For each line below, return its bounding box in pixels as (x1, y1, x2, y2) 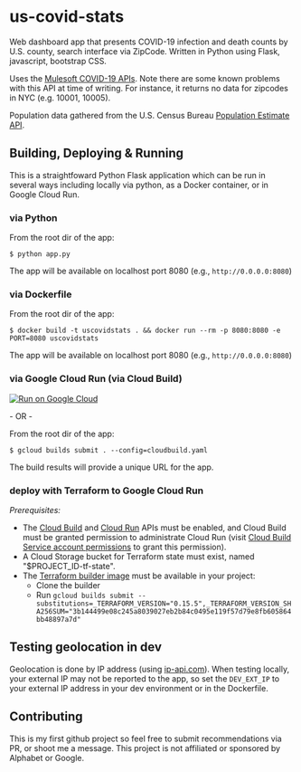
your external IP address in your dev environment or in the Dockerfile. (9, 682, 268, 693)
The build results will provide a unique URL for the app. (9, 462, 214, 472)
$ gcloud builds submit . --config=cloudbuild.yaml (9, 445, 208, 454)
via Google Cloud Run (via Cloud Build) (9, 373, 183, 386)
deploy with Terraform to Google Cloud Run (9, 484, 204, 497)
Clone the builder (35, 579, 101, 590)
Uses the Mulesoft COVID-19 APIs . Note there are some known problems (9, 72, 280, 83)
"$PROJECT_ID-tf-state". (22, 560, 116, 571)
